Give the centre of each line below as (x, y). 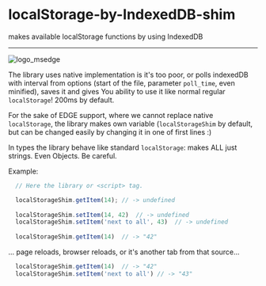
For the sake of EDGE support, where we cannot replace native (111, 115)
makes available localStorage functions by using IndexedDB (106, 36)
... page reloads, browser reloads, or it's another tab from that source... (124, 252)
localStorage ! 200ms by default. (61, 100)
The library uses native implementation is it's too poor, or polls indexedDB (128, 74)
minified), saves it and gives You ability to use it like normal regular (117, 91)
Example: (23, 171)
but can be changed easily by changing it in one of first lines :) (110, 132)
